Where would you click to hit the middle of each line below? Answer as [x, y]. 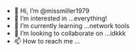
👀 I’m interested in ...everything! [61, 18]
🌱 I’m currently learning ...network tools [72, 26]
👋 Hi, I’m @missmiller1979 [52, 11]
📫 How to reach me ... [47, 41]
